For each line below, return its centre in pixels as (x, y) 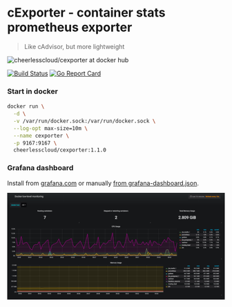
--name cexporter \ (41, 136)
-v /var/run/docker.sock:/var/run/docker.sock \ (85, 121)
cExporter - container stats (86, 13)
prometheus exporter (70, 27)
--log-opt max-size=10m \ (51, 128)
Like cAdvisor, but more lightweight (74, 46)
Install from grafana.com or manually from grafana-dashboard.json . (103, 183)
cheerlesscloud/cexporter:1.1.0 (60, 150)
